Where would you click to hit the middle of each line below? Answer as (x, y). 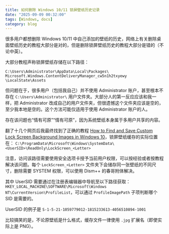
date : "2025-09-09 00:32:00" (36, 15)
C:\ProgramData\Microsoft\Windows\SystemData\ (65, 144)
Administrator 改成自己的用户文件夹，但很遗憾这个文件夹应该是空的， (91, 103)
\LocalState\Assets (26, 81)
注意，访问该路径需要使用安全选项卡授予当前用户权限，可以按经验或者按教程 (84, 159)
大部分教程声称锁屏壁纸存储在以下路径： (47, 62)
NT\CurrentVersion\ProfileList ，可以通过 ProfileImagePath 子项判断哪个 (81, 192)
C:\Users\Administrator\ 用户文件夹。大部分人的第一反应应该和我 (83, 97)
